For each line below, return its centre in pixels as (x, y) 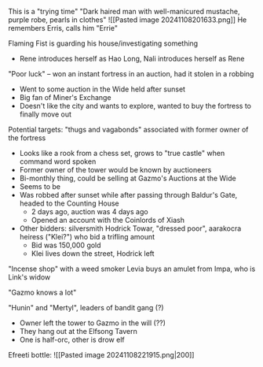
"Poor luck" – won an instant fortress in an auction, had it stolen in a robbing (131, 74)
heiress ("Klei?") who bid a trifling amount (87, 237)
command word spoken (58, 161)
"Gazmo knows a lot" (42, 292)
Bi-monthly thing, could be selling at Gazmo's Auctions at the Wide (128, 178)
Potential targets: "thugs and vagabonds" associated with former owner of (128, 130)
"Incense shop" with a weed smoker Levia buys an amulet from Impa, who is (132, 269)
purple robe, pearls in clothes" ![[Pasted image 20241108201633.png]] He (128, 20)
